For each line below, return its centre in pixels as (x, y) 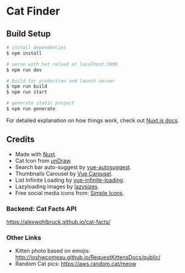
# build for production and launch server (61, 81)
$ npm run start (27, 92)
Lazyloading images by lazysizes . (57, 186)
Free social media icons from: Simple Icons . (69, 193)
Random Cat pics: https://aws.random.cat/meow (76, 264)
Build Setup (29, 34)
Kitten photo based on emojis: (52, 251)
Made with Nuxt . (35, 154)
